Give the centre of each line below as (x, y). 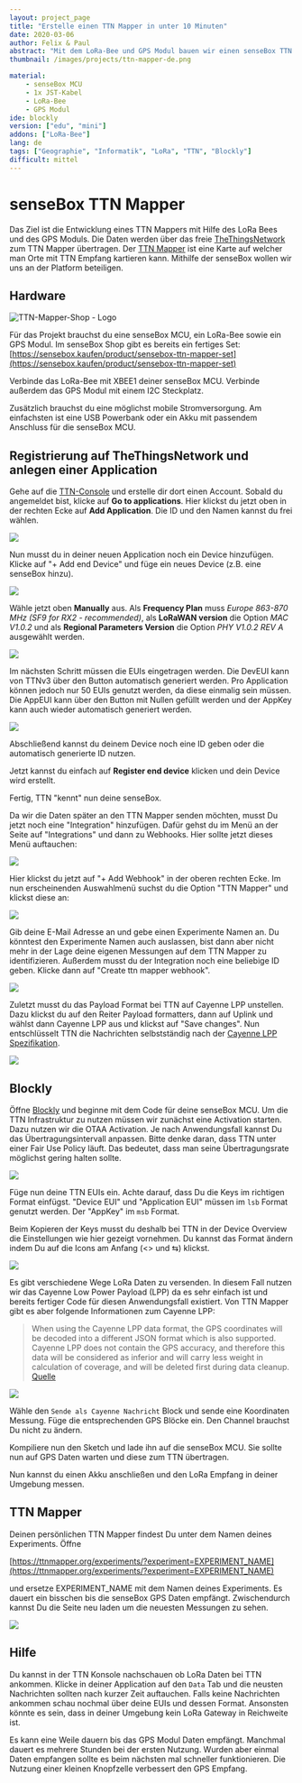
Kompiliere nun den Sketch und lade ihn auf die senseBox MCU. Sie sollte (146, 1447)
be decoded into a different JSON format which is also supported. (154, 1338)
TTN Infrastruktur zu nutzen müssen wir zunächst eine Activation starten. (146, 1120)
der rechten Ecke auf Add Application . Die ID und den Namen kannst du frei (151, 511)
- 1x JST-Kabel (54, 92)
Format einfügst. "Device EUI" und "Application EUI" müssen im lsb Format (149, 1202)
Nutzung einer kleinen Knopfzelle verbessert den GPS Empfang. (128, 1769)
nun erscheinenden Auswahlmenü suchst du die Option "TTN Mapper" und (149, 888)
